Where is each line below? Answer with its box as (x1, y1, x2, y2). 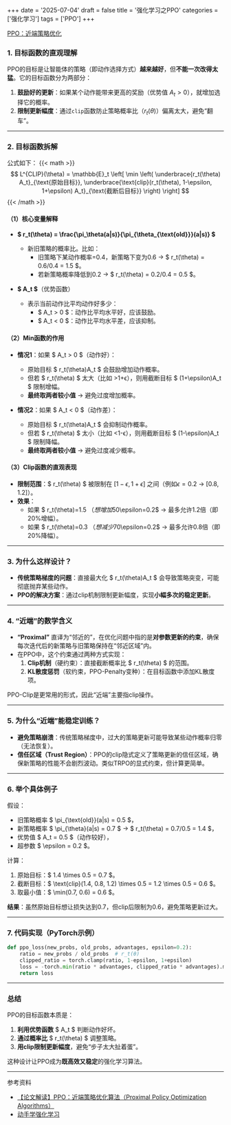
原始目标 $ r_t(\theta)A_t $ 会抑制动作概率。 (27, 420, 151, 428)
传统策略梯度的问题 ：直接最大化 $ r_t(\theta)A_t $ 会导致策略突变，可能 (16, 574, 219, 582)
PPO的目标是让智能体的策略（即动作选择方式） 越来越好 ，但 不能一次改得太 (7, 65, 219, 74)
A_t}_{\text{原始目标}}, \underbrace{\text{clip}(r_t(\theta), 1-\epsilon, (19, 178, 212, 187)
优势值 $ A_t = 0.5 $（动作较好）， (16, 832, 113, 841)
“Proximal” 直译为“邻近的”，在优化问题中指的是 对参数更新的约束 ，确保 (16, 633, 219, 642)
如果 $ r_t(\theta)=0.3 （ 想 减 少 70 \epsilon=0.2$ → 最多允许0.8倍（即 (27, 523, 221, 531)
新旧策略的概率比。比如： (27, 244, 100, 253)
